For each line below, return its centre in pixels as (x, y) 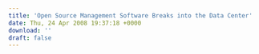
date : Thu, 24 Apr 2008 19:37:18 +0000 (75, 23)
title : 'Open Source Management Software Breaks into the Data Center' (130, 15)
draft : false (30, 38)
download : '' (30, 30)
